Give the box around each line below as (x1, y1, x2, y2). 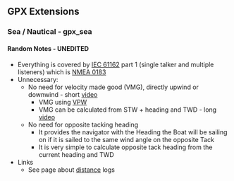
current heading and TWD (38, 150, 114, 158)
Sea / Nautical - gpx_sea (7, 27, 93, 37)
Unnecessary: (17, 75, 58, 83)
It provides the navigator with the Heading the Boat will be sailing (38, 127, 228, 136)
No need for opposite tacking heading (27, 120, 139, 129)
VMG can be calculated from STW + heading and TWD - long (38, 105, 217, 114)
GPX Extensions (7, 6, 80, 18)
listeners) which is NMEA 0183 (17, 67, 106, 76)
